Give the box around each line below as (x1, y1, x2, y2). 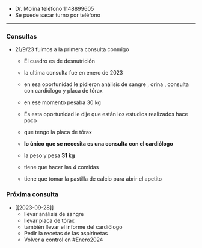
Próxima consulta (6, 190, 59, 199)
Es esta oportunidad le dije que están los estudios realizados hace (23, 111, 188, 118)
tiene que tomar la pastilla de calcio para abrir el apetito (23, 175, 162, 182)
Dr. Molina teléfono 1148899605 (14, 5, 94, 12)
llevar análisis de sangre (23, 210, 84, 217)
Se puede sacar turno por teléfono (14, 11, 101, 19)
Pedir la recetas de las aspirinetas (23, 229, 108, 237)
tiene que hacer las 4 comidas (23, 164, 99, 171)
